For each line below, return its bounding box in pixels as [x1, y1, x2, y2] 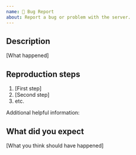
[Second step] [14, 91, 50, 99]
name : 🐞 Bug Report [6, 8, 54, 15]
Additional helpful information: [6, 109, 80, 116]
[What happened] [6, 52, 49, 59]
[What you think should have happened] [6, 142, 104, 149]
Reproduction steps [6, 69, 80, 79]
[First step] [14, 85, 42, 92]
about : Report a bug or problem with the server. [6, 14, 131, 20]
